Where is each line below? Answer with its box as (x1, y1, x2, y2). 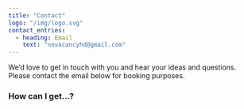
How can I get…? (8, 91, 74, 102)
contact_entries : (8, 26, 66, 34)
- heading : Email (15, 33, 73, 42)
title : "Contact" (8, 11, 66, 20)
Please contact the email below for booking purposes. (8, 71, 185, 81)
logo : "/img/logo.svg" (8, 19, 83, 27)
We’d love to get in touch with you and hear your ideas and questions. (8, 62, 237, 72)
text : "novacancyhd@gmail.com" (22, 41, 126, 49)
